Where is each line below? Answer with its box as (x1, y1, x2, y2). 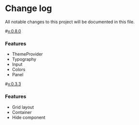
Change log (5, 3, 52, 14)
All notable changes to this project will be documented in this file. (5, 19, 135, 25)
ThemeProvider (12, 51, 43, 57)
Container (12, 109, 32, 115)
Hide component (12, 114, 46, 120)
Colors (12, 67, 26, 72)
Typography (12, 56, 37, 62)
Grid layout (12, 104, 34, 110)
